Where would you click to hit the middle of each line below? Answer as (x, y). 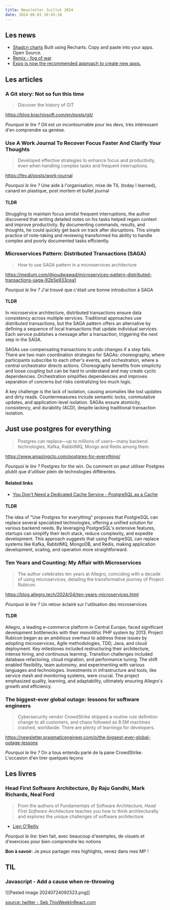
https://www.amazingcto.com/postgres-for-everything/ (63, 456)
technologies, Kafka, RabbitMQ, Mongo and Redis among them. (84, 446)
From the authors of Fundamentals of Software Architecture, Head (87, 806)
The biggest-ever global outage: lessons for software (72, 699)
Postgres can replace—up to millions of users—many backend (82, 441)
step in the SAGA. (24, 339)
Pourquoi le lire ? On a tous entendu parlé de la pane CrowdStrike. (74, 752)
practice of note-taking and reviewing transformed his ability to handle (79, 235)
